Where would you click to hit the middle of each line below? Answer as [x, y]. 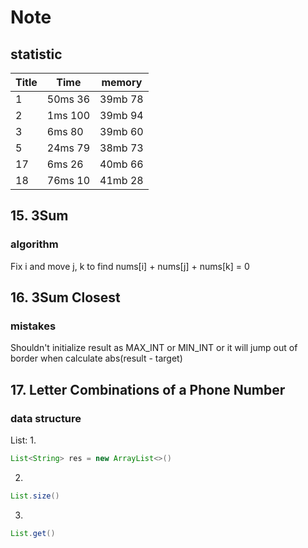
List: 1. [23, 440]
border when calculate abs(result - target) [96, 358]
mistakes [33, 326]
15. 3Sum [39, 216]
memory [122, 82]
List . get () [33, 533]
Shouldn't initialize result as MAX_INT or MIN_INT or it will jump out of [154, 348]
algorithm [34, 244]
